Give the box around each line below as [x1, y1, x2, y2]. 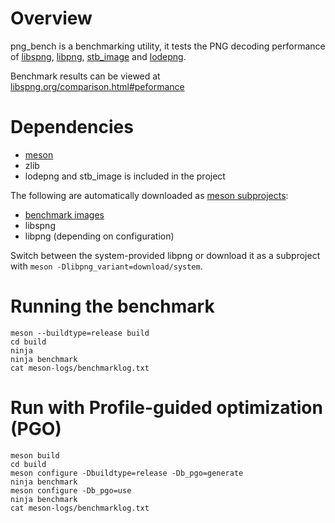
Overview [10, 7, 93, 30]
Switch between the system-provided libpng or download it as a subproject [10, 249, 321, 261]
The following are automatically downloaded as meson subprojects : [10, 189, 289, 201]
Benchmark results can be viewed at [10, 70, 161, 82]
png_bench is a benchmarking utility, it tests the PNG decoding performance [10, 40, 326, 52]
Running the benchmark [10, 295, 215, 318]
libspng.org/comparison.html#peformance [10, 80, 185, 92]
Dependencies [10, 116, 134, 139]
